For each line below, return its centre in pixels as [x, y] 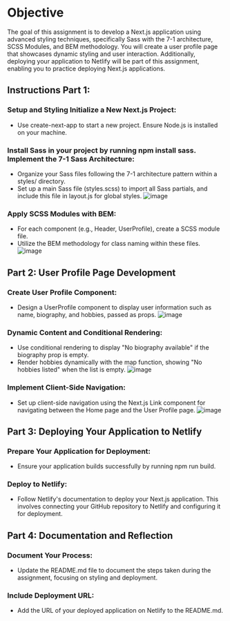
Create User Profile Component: [62, 292]
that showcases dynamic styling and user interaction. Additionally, [101, 54]
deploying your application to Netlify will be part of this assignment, [103, 61]
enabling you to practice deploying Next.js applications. [86, 68]
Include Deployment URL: [51, 595]
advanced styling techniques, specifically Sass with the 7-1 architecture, [110, 39]
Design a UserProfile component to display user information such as [114, 307]
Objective [36, 13]
